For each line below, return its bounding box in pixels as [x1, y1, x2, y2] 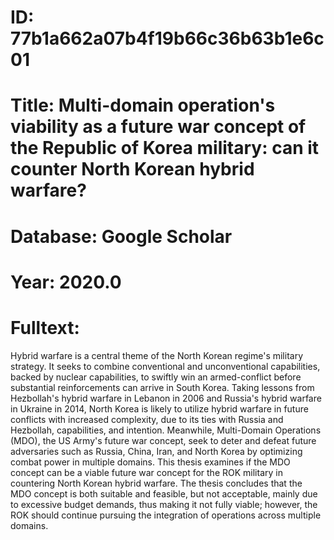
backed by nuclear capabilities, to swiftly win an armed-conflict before [10, 371, 302, 383]
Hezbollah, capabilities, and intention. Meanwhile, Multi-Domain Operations [10, 424, 322, 436]
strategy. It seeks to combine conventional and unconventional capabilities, [10, 360, 321, 372]
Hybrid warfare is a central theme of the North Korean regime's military [10, 349, 304, 361]
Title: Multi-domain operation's [10, 94, 276, 117]
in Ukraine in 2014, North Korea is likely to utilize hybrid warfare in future [10, 402, 309, 415]
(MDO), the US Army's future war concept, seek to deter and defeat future [10, 434, 317, 446]
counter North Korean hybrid [10, 158, 255, 181]
